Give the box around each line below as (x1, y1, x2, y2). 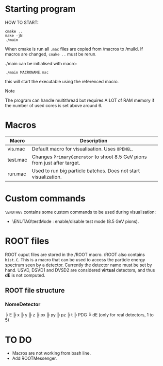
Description (80, 137, 108, 144)
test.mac (7, 156, 28, 163)
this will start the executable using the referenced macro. (5, 78, 119, 84)
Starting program (5, 3, 76, 15)
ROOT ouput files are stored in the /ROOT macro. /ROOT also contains (5, 252, 145, 257)
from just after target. (32, 159, 81, 166)
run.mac (7, 170, 27, 177)
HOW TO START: (5, 19, 39, 25)
